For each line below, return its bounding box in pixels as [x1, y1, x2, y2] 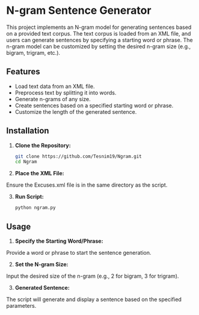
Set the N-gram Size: [14, 261, 69, 268]
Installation [6, 126, 49, 136]
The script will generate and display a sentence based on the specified [6, 296, 182, 303]
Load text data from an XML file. [14, 83, 95, 90]
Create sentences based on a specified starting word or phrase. [14, 102, 174, 109]
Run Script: [14, 193, 44, 201]
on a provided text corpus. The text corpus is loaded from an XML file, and [6, 30, 191, 37]
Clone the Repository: [14, 142, 71, 149]
